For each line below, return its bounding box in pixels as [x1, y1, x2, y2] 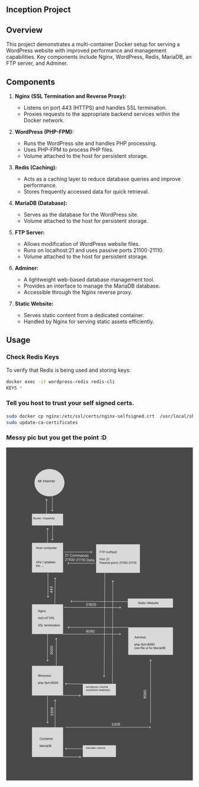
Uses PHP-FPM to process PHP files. [23, 146, 114, 153]
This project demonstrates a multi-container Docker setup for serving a [6, 41, 180, 48]
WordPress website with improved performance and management [6, 47, 167, 54]
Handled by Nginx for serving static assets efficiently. [23, 318, 155, 325]
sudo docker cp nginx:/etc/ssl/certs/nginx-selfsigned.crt [6, 413, 155, 419]
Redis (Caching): [14, 164, 57, 171]
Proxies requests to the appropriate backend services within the [23, 110, 180, 118]
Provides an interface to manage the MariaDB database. [23, 282, 161, 290]
